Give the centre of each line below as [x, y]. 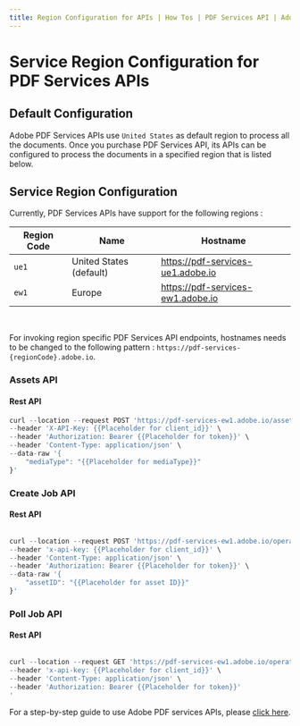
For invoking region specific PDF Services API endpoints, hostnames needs [148, 338]
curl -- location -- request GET [67, 663]
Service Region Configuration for [134, 61]
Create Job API [42, 493]
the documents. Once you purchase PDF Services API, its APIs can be [138, 145]
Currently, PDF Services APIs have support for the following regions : [136, 213]
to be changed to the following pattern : [82, 347]
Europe [87, 293]
